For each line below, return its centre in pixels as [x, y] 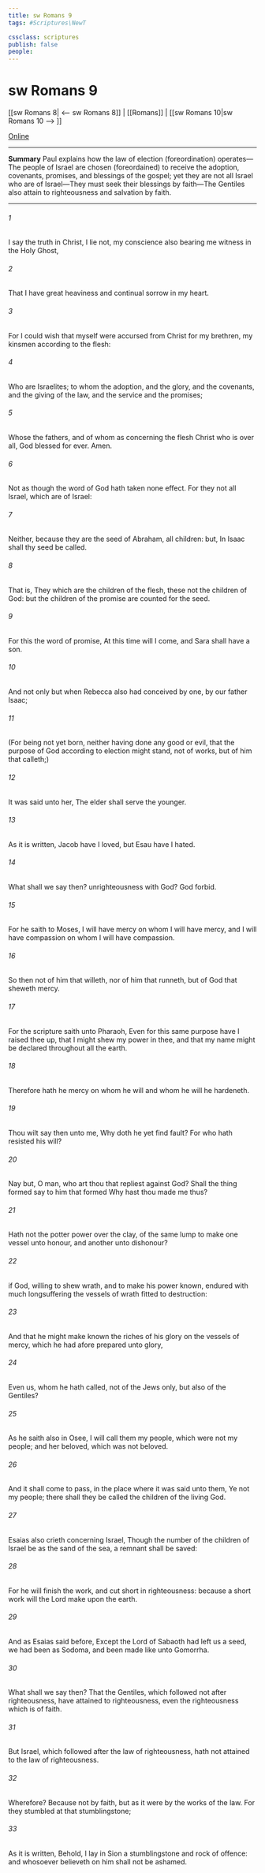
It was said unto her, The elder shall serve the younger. [97, 802]
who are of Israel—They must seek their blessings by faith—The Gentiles [127, 184]
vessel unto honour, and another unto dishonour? [88, 1243]
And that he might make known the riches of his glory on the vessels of [124, 1336]
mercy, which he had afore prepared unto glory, [86, 1345]
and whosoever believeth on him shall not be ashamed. [98, 1861]
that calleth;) [29, 759]
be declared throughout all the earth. [68, 1048]
